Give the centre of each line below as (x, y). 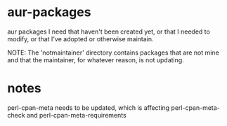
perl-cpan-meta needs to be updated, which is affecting (89, 107)
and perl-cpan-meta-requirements (77, 115)
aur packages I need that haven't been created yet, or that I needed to (109, 31)
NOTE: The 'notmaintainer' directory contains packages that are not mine (113, 52)
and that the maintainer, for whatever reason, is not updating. (96, 59)
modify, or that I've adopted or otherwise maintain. (80, 38)
